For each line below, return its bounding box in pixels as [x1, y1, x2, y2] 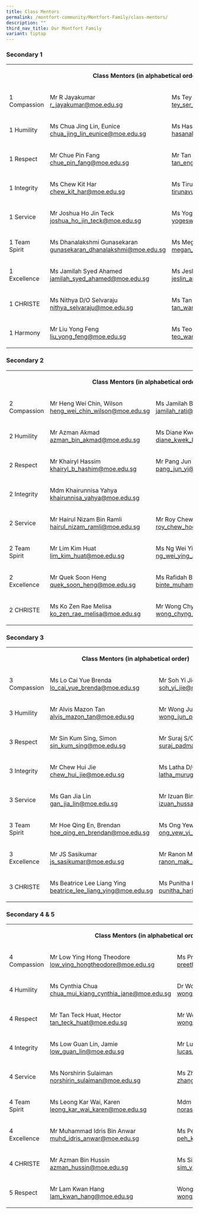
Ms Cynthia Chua [50, 982, 98, 990]
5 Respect [9, 1188, 38, 1197]
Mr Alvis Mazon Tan [50, 705, 105, 713]
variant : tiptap [6, 31, 46, 37]
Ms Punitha [159, 879, 191, 888]
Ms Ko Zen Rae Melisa [50, 602, 112, 610]
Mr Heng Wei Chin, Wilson [50, 399, 123, 407]
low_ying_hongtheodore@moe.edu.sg [50, 961, 155, 969]
